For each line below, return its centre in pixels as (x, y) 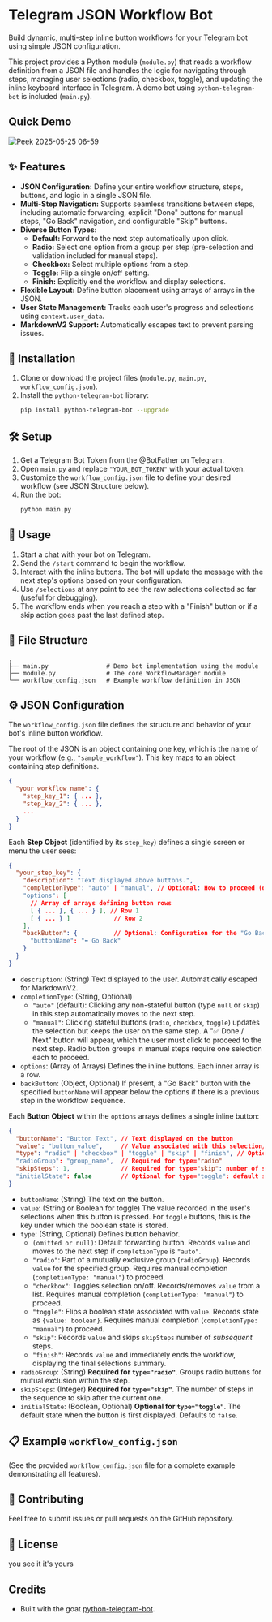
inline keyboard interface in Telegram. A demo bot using (102, 88)
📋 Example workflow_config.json (93, 1441)
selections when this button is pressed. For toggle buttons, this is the (135, 1216)
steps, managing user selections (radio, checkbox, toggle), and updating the (136, 79)
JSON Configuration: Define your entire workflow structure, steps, (132, 186)
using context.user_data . (62, 316)
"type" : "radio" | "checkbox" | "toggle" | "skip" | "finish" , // (130, 1154)
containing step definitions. (54, 766)
